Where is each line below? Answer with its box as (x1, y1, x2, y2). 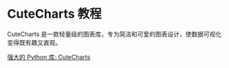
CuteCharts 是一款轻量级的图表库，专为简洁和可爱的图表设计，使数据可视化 (7, 30, 222, 38)
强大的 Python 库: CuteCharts (7, 52, 91, 61)
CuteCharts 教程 (7, 6, 102, 22)
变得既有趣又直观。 (7, 38, 62, 46)
